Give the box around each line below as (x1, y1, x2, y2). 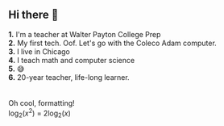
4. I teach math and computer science (8, 55, 135, 65)
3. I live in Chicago (8, 46, 71, 57)
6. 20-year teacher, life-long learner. (8, 72, 131, 82)
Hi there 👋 (8, 8, 59, 22)
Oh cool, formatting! (8, 98, 75, 107)
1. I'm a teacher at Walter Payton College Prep (8, 29, 161, 39)
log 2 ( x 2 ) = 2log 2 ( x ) (8, 107, 71, 120)
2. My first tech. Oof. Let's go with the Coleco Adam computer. (8, 38, 218, 48)
